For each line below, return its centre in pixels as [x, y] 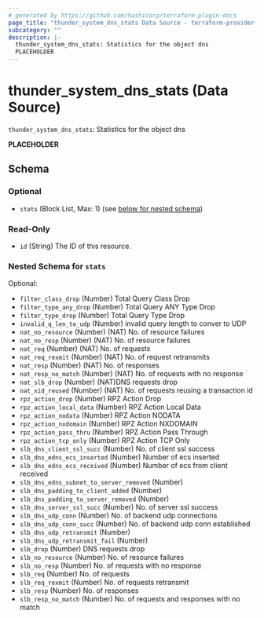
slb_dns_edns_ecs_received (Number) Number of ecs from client [123, 466]
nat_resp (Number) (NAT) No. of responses [89, 365]
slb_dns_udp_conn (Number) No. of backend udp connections [118, 516]
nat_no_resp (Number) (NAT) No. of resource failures [105, 340]
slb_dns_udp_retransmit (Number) [75, 532]
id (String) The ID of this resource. [75, 246]
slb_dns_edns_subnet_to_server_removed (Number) [101, 482]
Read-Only [29, 229]
